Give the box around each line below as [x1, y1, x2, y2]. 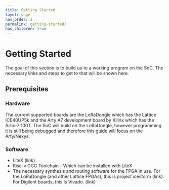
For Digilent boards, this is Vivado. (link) [12, 179, 96, 185]
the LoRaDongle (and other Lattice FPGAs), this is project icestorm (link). [12, 173, 164, 180]
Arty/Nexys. [5, 133, 30, 139]
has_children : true [5, 26, 47, 31]
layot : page [5, 12, 30, 17]
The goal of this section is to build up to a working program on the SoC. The [5, 65, 163, 71]
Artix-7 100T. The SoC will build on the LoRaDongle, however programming [5, 122, 162, 128]
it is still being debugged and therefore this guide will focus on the [5, 128, 143, 134]
